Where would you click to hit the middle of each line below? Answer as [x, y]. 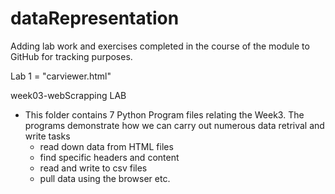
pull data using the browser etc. [105, 178]
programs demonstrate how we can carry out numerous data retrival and [174, 125]
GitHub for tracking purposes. [71, 56]
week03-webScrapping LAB [68, 95]
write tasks [47, 136]
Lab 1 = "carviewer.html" [61, 76]
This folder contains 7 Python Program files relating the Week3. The [164, 114]
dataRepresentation [95, 18]
